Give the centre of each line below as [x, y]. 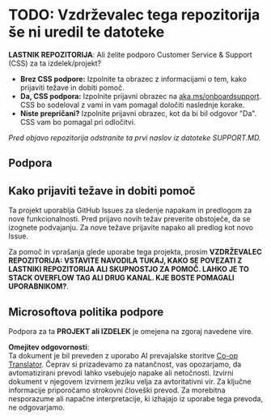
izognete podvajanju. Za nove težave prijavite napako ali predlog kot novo [131, 228]
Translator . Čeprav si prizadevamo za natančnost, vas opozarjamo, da [125, 364]
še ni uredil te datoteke [87, 32]
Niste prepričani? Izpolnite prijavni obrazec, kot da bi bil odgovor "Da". [138, 113]
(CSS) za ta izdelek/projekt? [55, 63]
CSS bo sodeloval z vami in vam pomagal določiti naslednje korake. [132, 105]
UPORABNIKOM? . [38, 286]
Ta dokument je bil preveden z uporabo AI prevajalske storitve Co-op [123, 355]
